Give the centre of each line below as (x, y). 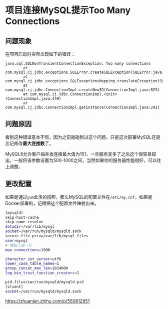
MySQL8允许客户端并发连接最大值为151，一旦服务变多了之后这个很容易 (78, 154)
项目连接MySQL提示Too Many (68, 10)
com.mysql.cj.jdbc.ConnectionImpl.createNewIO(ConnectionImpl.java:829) (82, 90)
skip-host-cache (22, 217)
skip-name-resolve (24, 222)
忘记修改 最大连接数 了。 (29, 143)
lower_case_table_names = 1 (32, 264)
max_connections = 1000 (28, 250)
